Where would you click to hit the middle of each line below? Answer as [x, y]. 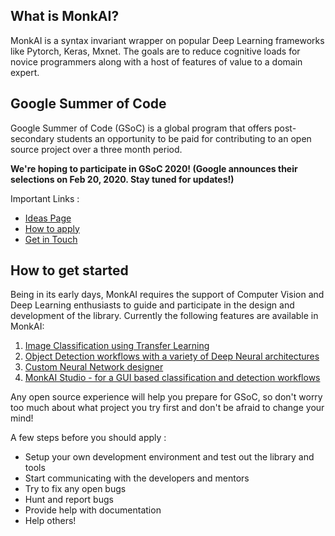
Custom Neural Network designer [94, 367]
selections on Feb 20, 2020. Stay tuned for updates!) [122, 179]
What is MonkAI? [65, 16]
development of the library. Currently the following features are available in [164, 316]
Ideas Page [48, 218]
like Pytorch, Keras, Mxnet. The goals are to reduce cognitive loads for [155, 51]
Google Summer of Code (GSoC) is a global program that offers [141, 128]
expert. [25, 72]
